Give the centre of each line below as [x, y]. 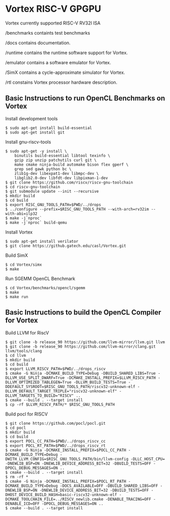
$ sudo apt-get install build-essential [49, 128]
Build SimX [17, 255]
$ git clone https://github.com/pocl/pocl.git [55, 423]
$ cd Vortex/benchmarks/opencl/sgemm [45, 288]
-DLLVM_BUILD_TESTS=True [100, 382]
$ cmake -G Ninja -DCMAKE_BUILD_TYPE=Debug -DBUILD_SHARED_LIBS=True [81, 373]
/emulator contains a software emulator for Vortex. [58, 62]
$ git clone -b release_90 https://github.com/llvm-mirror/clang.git [81, 346]
